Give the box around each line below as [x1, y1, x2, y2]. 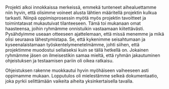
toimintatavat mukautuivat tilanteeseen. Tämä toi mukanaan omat [5, 20, 141, 26]
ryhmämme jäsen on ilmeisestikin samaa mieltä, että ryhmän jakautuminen [5, 52, 160, 58]
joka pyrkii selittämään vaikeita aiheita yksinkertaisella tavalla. [5, 78, 134, 84]
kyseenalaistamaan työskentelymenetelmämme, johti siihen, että [5, 42, 140, 47]
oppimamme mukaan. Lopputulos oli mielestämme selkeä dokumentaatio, [5, 73, 158, 78]
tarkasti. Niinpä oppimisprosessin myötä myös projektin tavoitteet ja [5, 15, 146, 21]
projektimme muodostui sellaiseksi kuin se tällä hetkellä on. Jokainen [5, 47, 149, 53]
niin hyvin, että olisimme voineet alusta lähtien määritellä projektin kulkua [5, 10, 157, 16]
